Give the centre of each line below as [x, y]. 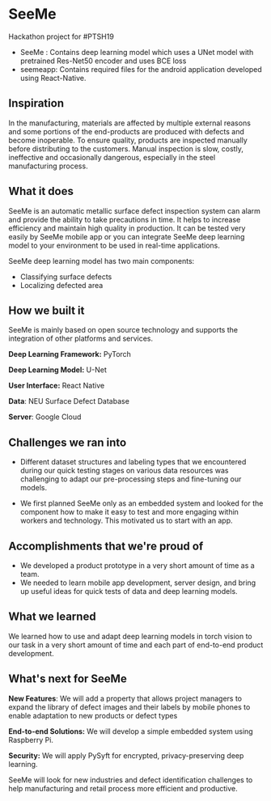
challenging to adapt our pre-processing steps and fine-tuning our [131, 479]
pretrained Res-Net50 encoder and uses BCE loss [103, 61]
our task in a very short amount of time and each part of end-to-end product [136, 645]
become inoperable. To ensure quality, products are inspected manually [128, 140]
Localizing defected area [61, 285]
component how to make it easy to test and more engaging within [129, 512]
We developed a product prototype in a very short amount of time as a [137, 566]
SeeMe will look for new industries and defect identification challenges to [131, 780]
